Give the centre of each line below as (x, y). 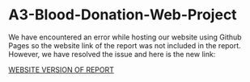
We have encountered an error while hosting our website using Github (125, 37)
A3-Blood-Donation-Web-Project (123, 15)
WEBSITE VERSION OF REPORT (61, 69)
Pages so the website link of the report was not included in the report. (125, 45)
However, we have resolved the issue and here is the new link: (112, 54)
